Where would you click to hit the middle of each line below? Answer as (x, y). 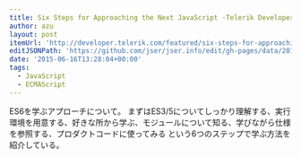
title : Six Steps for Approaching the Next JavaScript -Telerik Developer (152, 18)
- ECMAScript (42, 84)
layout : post (34, 34)
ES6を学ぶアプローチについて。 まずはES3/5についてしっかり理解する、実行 (150, 111)
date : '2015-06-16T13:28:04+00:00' (76, 59)
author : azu (31, 26)
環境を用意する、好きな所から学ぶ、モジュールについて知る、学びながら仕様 (150, 122)
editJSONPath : (36, 51)
